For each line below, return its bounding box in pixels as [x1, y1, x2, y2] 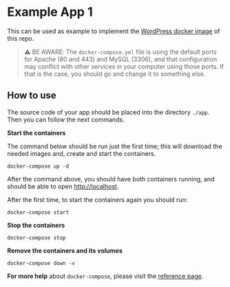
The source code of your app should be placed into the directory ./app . [7, 108, 210, 116]
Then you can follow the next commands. [7, 115, 125, 123]
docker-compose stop [7, 234, 67, 241]
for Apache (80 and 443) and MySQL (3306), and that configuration [23, 55, 218, 63]
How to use [7, 90, 56, 101]
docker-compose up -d [7, 163, 70, 170]
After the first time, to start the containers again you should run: [7, 195, 188, 204]
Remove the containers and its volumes [7, 246, 123, 255]
